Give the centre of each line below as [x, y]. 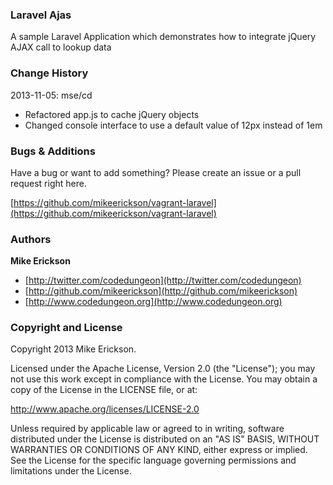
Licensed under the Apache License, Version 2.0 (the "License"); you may [163, 369]
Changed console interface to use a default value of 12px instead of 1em [173, 125]
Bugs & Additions [53, 151]
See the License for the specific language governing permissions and [153, 460]
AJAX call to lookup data [61, 47]
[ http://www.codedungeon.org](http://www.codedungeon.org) [153, 302]
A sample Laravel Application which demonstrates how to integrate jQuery [163, 37]
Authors [31, 239]
